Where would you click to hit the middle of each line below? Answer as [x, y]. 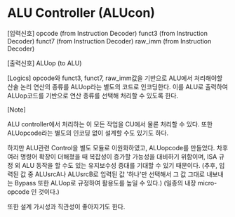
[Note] [16, 110]
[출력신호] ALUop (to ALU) [45, 63]
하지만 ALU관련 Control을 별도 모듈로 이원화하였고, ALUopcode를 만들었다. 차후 [118, 147]
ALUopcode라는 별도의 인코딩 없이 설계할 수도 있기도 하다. [88, 133]
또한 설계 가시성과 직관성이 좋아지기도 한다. [66, 206]
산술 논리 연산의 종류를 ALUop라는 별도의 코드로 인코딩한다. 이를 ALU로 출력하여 [117, 86]
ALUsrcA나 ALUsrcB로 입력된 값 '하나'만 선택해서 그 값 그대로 [120, 174]
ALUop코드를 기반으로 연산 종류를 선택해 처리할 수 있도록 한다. [93, 96]
